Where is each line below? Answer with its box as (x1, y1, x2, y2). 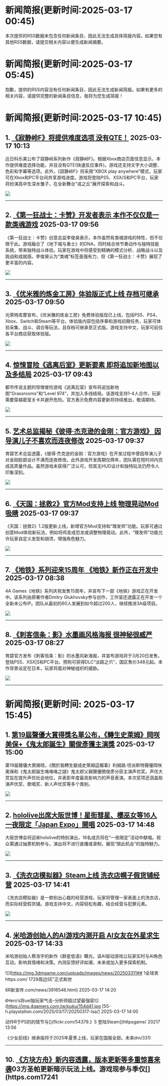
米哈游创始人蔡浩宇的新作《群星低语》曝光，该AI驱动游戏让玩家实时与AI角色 (5, 953, 162, 959)
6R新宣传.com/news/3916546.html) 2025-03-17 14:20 (5, 987, 116, 993)
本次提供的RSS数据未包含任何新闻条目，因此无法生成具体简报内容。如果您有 (5, 33, 162, 39)
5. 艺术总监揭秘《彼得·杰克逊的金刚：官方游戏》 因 (5, 427, 161, 436)
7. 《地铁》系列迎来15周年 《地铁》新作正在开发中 (5, 566, 158, 574)
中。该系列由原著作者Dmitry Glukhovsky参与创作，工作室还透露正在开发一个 (5, 594, 162, 600)
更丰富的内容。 (5, 259, 36, 265)
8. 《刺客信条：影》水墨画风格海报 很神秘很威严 (5, 630, 152, 639)
